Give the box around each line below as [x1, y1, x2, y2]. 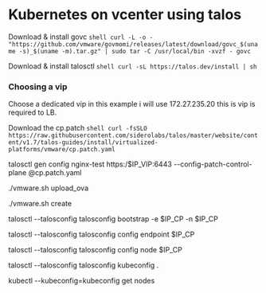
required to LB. [8, 107, 57, 117]
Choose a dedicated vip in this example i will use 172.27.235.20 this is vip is [8, 100, 256, 109]
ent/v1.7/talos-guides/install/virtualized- [8, 139, 158, 146]
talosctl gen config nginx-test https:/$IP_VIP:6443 [8, 159, 173, 169]
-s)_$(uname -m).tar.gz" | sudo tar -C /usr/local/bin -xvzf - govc [18, 47, 251, 55]
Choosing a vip [8, 81, 68, 92]
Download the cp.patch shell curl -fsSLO [8, 123, 147, 133]
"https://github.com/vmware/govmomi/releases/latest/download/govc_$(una [8, 40, 259, 49]
